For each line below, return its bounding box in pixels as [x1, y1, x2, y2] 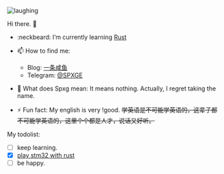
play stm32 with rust [16, 151, 75, 160]
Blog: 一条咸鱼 [27, 64, 68, 71]
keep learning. [16, 144, 58, 151]
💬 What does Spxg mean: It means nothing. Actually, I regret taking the [16, 84, 216, 92]
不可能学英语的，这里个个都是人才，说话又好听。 [16, 116, 155, 125]
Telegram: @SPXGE [27, 71, 83, 79]
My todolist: [7, 130, 41, 138]
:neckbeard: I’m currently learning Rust [16, 33, 127, 41]
